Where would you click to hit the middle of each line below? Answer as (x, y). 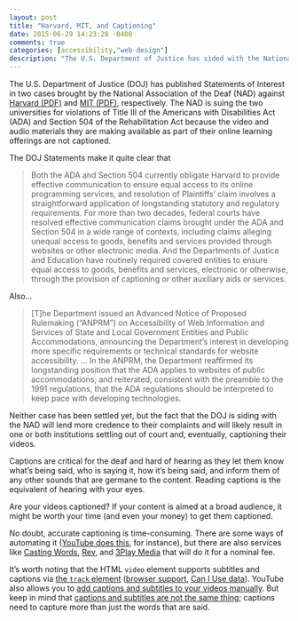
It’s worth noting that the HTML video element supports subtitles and (134, 569)
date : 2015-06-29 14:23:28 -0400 (71, 34)
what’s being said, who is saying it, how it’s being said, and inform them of (145, 470)
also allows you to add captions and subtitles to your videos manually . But (144, 588)
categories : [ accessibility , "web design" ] (89, 51)
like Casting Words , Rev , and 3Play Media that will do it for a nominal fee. (142, 552)
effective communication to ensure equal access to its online (142, 184)
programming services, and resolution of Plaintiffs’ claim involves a (153, 194)
